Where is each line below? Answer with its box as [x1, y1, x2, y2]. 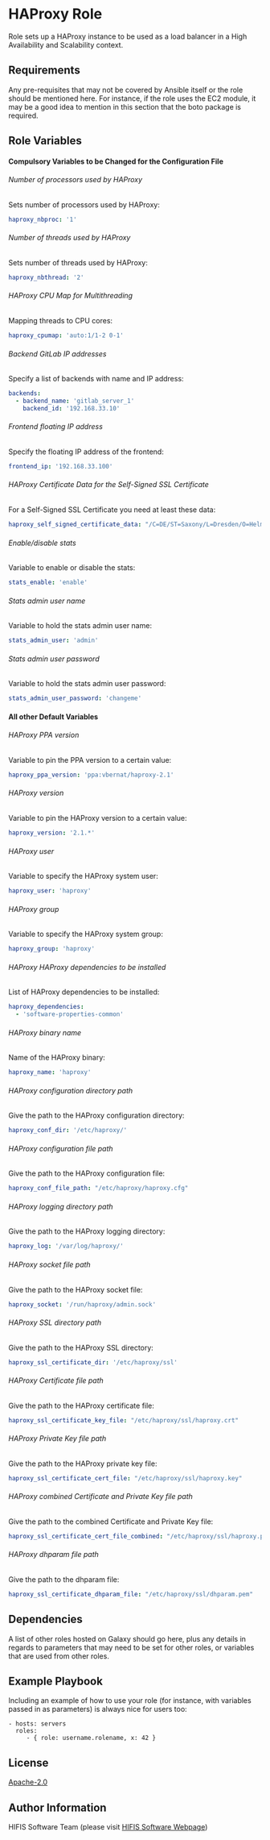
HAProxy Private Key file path [8, 1434, 107, 1443]
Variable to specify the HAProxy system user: [8, 872, 158, 881]
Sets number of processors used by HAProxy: [8, 199, 161, 210]
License [8, 1755, 49, 1770]
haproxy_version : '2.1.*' [8, 829, 95, 837]
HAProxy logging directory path [8, 1201, 114, 1211]
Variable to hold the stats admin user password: [8, 679, 166, 689]
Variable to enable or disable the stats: [8, 563, 136, 572]
